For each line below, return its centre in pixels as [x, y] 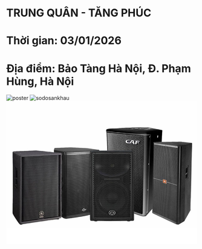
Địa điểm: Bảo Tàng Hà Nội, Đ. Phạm [99, 68]
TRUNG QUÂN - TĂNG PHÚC [79, 13]
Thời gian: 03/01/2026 [64, 41]
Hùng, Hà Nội [40, 81]
